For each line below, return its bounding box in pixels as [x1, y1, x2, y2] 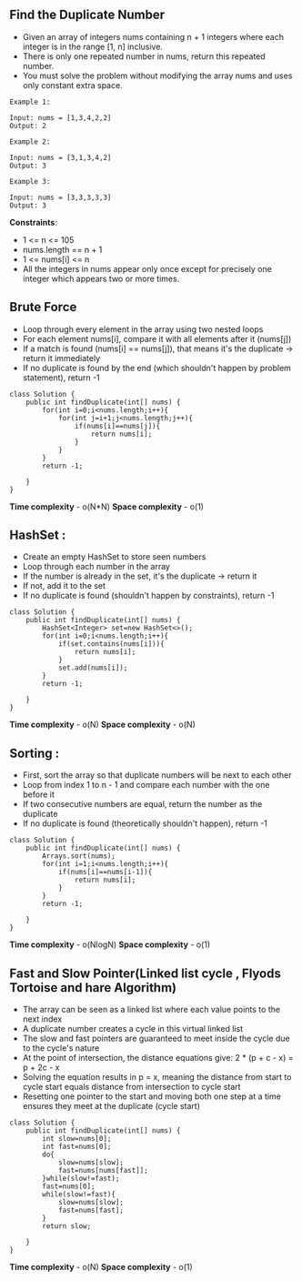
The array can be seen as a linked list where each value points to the [22, 1004, 280, 1015]
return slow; [42, 1222, 92, 1231]
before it [22, 789, 55, 800]
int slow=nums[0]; [42, 1135, 112, 1144]
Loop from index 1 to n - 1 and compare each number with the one [22, 780, 270, 791]
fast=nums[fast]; [57, 1205, 125, 1215]
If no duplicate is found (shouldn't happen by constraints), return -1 [22, 590, 275, 601]
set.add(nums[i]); [57, 663, 128, 672]
